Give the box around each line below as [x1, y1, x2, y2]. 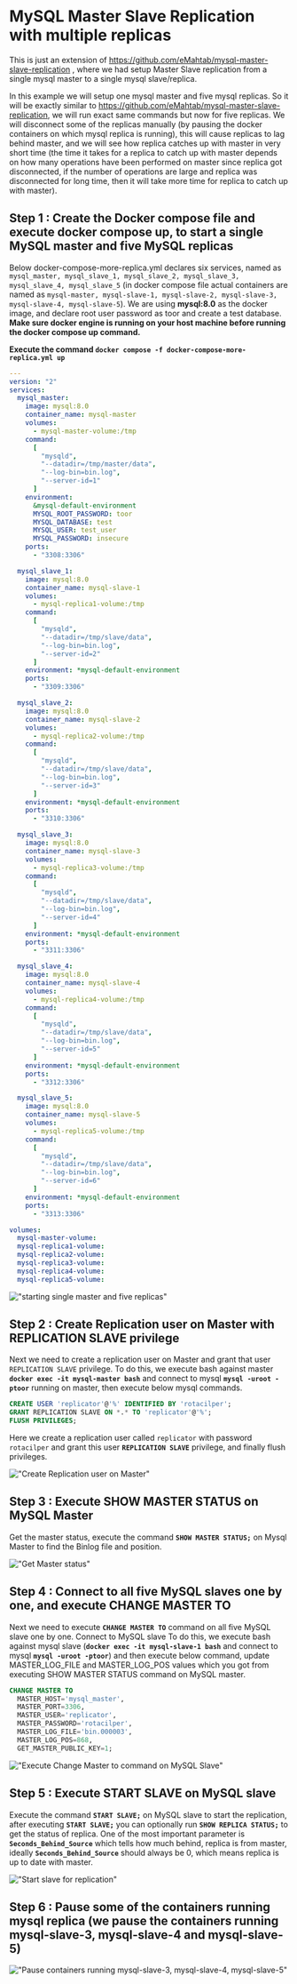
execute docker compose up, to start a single [9, 225, 264, 240]
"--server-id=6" [41, 1176, 101, 1186]
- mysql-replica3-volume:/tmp [32, 863, 145, 872]
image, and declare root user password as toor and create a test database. [9, 308, 282, 318]
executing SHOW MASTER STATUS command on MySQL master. [9, 1668, 246, 1679]
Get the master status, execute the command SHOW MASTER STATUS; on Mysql [9, 1532, 287, 1542]
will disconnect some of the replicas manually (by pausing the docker [9, 118, 263, 130]
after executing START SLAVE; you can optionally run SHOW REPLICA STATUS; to [9, 1819, 288, 1829]
